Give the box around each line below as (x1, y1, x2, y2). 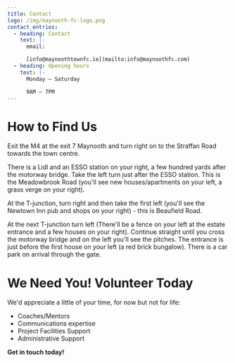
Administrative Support (17, 334, 84, 343)
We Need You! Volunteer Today (7, 275, 193, 291)
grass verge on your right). (7, 185, 85, 194)
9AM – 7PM (25, 88, 55, 95)
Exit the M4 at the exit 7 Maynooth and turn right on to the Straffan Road (7, 142, 217, 150)
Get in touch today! (7, 348, 65, 357)
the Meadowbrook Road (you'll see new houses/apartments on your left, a (7, 178, 222, 187)
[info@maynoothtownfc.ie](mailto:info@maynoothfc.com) (25, 56, 191, 63)
